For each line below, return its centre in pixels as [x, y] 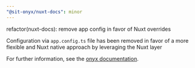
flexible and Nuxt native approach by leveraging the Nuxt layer [84, 47]
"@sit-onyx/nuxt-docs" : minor [45, 12]
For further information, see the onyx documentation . [73, 58]
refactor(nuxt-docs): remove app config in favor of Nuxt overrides [89, 29]
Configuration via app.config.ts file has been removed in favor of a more [97, 40]
